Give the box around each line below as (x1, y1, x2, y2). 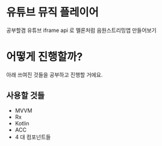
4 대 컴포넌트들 (14, 133, 51, 141)
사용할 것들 (6, 90, 45, 101)
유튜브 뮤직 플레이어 (6, 5, 99, 19)
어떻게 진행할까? (6, 50, 83, 64)
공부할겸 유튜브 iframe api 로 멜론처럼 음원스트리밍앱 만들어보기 (6, 27, 157, 34)
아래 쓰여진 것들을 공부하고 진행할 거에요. (6, 71, 103, 78)
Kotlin (14, 119, 30, 127)
